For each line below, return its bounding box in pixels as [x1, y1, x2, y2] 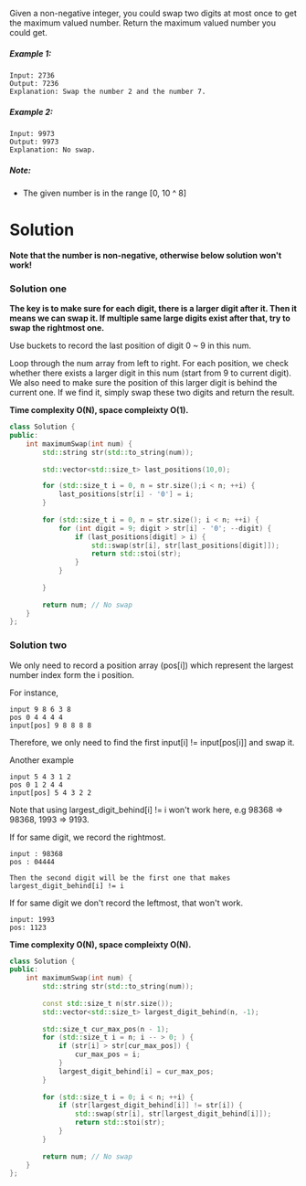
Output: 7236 [9, 79, 59, 88]
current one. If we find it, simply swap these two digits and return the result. [9, 387, 295, 398]
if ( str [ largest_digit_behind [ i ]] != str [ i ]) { [58, 1101, 244, 1110]
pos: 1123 [9, 923, 47, 932]
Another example [9, 754, 75, 766]
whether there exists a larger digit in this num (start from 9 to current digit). [9, 367, 292, 378]
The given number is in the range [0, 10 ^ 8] [22, 187, 187, 198]
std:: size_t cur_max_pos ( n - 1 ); [42, 1024, 170, 1033]
